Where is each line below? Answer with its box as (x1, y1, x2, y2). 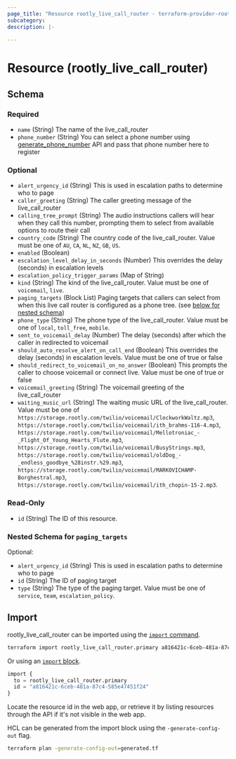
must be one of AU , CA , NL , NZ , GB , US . (17, 241, 121, 250)
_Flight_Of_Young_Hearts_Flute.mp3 (17, 437, 122, 444)
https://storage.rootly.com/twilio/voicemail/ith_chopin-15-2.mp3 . (17, 480, 218, 489)
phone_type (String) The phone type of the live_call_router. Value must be (17, 316, 228, 325)
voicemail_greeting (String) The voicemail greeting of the (17, 383, 185, 391)
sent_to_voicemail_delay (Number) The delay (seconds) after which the (17, 331, 226, 339)
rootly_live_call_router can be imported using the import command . (7, 630, 201, 639)
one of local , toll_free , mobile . (17, 323, 110, 332)
